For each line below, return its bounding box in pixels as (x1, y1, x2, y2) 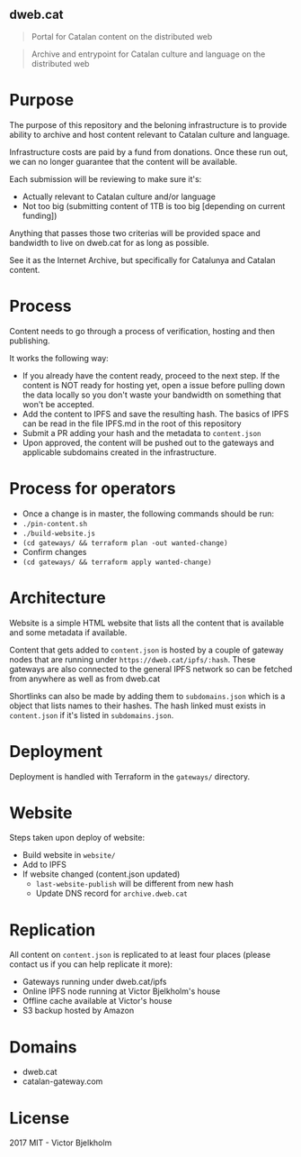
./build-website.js (22, 529, 96, 538)
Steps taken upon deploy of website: (9, 833, 146, 843)
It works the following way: (9, 352, 110, 363)
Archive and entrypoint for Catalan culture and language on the (31, 49, 266, 59)
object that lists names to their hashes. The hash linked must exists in (9, 700, 267, 711)
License (9, 1107, 70, 1128)
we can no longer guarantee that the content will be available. (9, 156, 238, 167)
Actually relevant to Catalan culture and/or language (22, 191, 216, 202)
